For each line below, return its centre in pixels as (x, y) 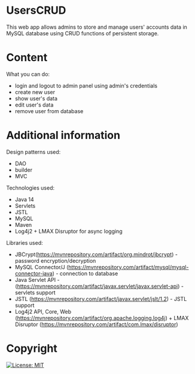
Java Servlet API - (37, 279)
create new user (35, 92)
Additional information (63, 136)
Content (27, 58)
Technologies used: (31, 188)
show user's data (36, 98)
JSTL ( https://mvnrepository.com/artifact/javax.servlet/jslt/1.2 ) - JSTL (101, 299)
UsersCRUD (36, 10)
